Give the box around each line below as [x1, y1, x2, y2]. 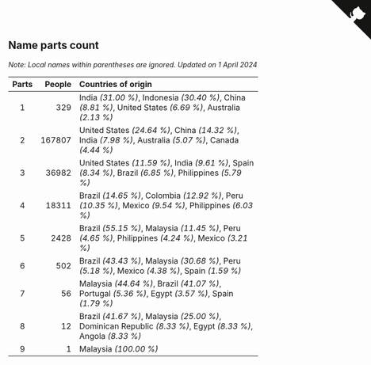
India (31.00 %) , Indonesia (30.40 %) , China [78, 92, 246, 103]
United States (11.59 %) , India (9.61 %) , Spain [78, 157, 254, 168]
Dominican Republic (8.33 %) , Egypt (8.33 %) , [78, 321, 254, 332]
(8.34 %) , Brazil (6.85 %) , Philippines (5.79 [78, 167, 242, 178]
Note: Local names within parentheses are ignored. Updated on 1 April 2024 [8, 59, 258, 69]
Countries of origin [78, 78, 152, 89]
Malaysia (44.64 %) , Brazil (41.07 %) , [78, 278, 222, 289]
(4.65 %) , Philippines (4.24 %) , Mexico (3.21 [78, 232, 248, 243]
